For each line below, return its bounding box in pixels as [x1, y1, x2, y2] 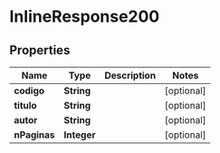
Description [103, 70, 157, 81]
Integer [63, 129, 96, 141]
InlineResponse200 [9, 6, 160, 27]
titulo [14, 100, 38, 111]
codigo [14, 84, 45, 97]
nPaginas [14, 129, 56, 141]
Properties [9, 43, 71, 58]
